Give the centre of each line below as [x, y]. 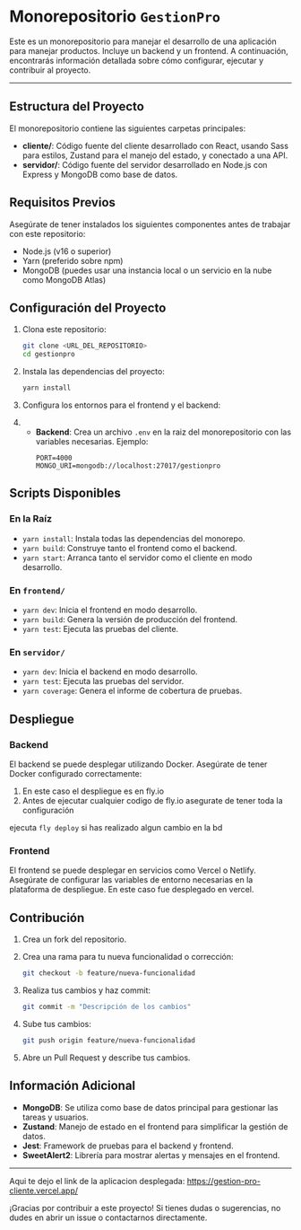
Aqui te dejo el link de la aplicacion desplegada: [97, 1181]
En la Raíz [30, 519]
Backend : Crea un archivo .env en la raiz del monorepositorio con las [163, 432]
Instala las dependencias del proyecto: [94, 372]
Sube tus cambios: [56, 1024]
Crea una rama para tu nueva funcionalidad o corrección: [128, 957]
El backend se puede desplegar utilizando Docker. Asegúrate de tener [138, 764]
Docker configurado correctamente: [76, 773]
